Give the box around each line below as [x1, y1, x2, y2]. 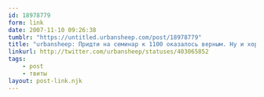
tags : [8, 56, 26, 63]
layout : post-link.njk [8, 77, 82, 84]
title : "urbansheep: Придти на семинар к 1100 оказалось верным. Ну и [8, 41, 244, 48]
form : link [8, 19, 44, 27]
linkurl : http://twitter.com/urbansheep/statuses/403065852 [8, 48, 210, 56]
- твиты [22, 70, 47, 77]
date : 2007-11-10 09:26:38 [8, 26, 97, 34]
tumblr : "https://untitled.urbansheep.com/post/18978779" [8, 33, 202, 41]
